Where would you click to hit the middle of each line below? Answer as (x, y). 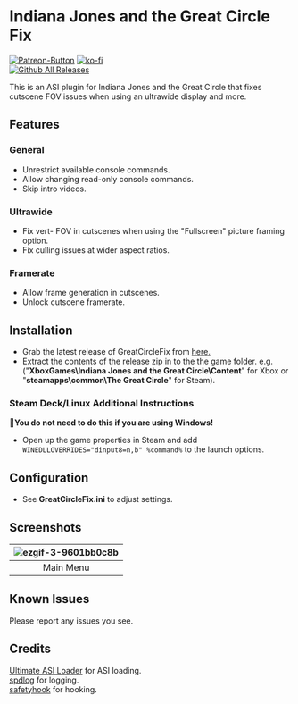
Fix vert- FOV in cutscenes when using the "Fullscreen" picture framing (153, 230)
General (27, 150)
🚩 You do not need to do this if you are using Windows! (112, 423)
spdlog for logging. (44, 680)
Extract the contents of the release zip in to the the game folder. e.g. (148, 361)
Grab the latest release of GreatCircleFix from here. (116, 352)
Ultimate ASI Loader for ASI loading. (75, 670)
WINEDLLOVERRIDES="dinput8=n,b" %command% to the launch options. (143, 449)
